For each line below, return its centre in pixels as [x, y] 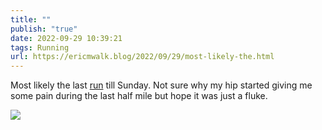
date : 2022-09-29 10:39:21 [66, 38]
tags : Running [40, 47]
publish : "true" [44, 29]
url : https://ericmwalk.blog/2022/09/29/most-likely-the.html [142, 57]
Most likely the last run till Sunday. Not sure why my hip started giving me [161, 85]
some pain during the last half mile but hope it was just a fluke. [139, 96]
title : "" [31, 19]
